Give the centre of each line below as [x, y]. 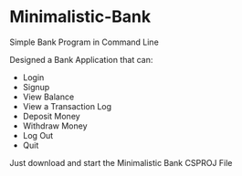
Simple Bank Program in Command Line [84, 42]
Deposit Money [51, 116]
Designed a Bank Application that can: [81, 59]
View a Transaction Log [67, 106]
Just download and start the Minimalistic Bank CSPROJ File [121, 162]
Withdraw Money [55, 126]
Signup [36, 87]
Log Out [38, 135]
